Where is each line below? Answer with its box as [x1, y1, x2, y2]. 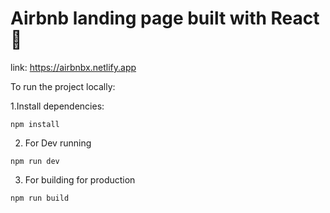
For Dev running [24, 137, 92, 149]
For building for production [24, 173, 136, 186]
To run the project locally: [10, 80, 116, 92]
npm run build [10, 193, 70, 203]
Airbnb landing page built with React [10, 7, 320, 30]
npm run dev [10, 156, 60, 166]
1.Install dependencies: [10, 100, 105, 112]
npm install [10, 119, 60, 129]
